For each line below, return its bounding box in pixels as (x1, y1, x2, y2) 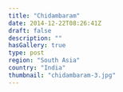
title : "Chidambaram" (8, 11, 81, 20)
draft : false (8, 26, 52, 34)
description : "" (8, 34, 62, 42)
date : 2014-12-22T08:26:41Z (8, 19, 102, 27)
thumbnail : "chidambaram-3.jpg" (8, 71, 116, 79)
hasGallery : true (8, 42, 66, 50)
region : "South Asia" (8, 57, 81, 65)
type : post (8, 49, 45, 57)
